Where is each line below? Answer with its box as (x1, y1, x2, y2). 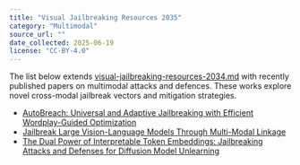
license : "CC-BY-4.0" (9, 47, 90, 56)
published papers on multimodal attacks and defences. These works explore (9, 81, 292, 91)
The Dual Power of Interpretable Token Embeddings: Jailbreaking (21, 136, 263, 147)
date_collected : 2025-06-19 (9, 38, 115, 48)
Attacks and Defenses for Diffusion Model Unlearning (21, 145, 219, 157)
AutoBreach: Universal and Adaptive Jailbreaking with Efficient (21, 108, 253, 118)
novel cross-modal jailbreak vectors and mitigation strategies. (9, 91, 237, 101)
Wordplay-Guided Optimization (21, 117, 137, 128)
